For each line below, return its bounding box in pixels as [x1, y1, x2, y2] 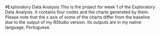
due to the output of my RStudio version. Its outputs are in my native [5, 19, 142, 25]
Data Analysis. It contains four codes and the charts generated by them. [5, 9, 149, 15]
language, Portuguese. [5, 24, 51, 30]
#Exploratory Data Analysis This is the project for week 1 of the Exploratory [5, 4, 156, 10]
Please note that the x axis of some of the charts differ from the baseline [5, 14, 150, 20]
